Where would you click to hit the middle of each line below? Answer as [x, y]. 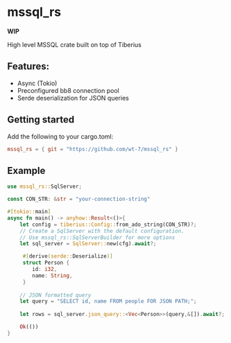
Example [26, 170]
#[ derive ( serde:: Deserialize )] [68, 256]
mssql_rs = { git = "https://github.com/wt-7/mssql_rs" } [93, 149]
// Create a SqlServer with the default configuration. [102, 231]
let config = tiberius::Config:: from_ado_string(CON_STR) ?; [108, 225]
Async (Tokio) [37, 83]
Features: [28, 67]
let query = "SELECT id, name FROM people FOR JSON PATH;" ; [108, 301]
